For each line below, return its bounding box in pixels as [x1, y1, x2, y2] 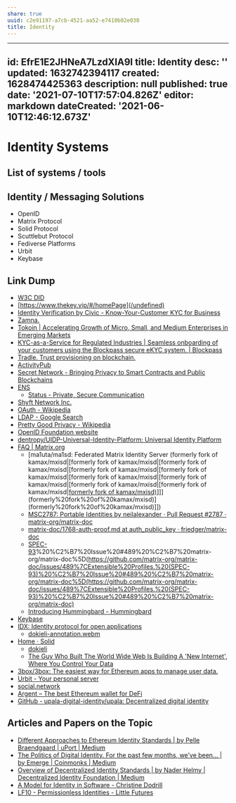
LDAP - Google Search [17, 413, 84, 421]
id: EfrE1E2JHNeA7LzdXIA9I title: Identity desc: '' [7, 56, 228, 68]
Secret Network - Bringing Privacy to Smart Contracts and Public [17, 368, 206, 376]
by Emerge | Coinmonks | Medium [17, 758, 117, 766]
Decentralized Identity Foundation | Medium [17, 773, 145, 781]
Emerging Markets [17, 330, 71, 339]
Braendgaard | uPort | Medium [17, 743, 105, 752]
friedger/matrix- [181, 525, 227, 533]
